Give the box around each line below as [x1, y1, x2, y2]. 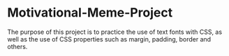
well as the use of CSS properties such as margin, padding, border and [7, 35, 212, 43]
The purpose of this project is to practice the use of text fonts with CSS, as [7, 28, 222, 36]
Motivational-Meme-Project [7, 5, 173, 21]
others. [7, 42, 28, 50]
